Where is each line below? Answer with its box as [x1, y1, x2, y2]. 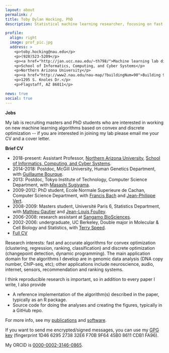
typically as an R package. [12, 297, 67, 303]
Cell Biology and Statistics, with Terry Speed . [12, 225, 106, 231]
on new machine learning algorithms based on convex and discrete [5, 124, 144, 131]
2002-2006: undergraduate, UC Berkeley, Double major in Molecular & [12, 219, 159, 225]
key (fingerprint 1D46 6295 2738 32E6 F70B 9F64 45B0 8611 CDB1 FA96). [5, 332, 159, 338]
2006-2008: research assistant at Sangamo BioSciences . [12, 214, 132, 220]
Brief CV [5, 145, 24, 151]
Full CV [12, 230, 28, 236]
